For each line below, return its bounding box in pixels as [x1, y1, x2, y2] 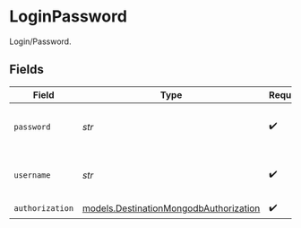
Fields [9, 62, 45, 77]
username [13, 170, 51, 180]
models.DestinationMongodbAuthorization [82, 202, 261, 215]
